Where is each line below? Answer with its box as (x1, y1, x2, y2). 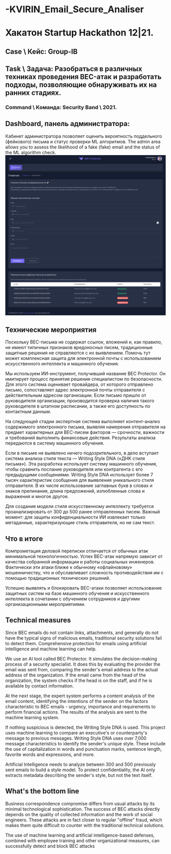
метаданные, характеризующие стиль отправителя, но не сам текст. (5, 520, 155, 526)
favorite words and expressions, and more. (5, 751, 95, 758)
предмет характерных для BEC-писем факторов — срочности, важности (5, 429, 164, 435)
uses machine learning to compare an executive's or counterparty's (5, 729, 148, 736)
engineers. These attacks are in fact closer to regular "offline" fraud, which (5, 817, 162, 823)
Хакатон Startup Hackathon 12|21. (5, 27, 154, 39)
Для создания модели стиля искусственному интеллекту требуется (5, 503, 154, 509)
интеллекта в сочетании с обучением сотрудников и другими (5, 596, 140, 602)
